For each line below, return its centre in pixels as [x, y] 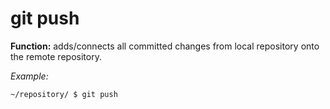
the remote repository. [56, 56]
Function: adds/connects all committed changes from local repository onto [165, 46]
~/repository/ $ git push [64, 94]
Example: [29, 76]
